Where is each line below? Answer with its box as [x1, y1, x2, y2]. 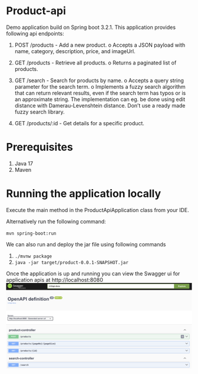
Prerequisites [6, 141, 74, 154]
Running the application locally [6, 187, 161, 200]
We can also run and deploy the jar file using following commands [6, 240, 166, 248]
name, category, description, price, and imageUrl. [14, 47, 136, 54]
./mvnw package [14, 253, 52, 259]
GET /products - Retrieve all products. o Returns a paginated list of [14, 59, 177, 66]
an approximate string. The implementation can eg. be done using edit [14, 96, 186, 103]
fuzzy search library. [14, 108, 65, 115]
